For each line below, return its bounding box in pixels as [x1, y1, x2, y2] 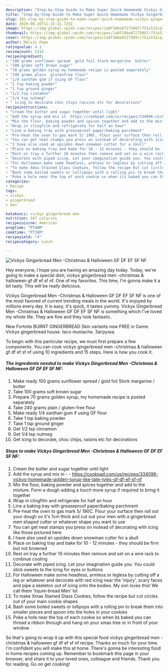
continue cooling [12, 556, 48, 562]
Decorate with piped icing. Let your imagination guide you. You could [12, 561, 155, 567]
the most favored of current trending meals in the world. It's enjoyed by [5, 298, 153, 304]
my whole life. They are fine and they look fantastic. [5, 314, 112, 320]
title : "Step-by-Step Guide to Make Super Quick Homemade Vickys [5, 12, 144, 17]
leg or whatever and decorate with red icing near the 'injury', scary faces [12, 577, 163, 583]
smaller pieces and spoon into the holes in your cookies [12, 609, 128, 615]
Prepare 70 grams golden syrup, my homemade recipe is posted [12, 394, 146, 400]
